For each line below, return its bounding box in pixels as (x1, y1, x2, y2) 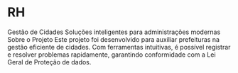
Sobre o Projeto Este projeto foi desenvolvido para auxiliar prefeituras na (7, 35, 220, 43)
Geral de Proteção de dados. (7, 57, 92, 66)
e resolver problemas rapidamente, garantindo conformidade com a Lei (7, 50, 216, 59)
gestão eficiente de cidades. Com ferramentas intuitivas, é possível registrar (7, 43, 231, 51)
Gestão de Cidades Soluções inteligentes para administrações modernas (7, 28, 221, 36)
